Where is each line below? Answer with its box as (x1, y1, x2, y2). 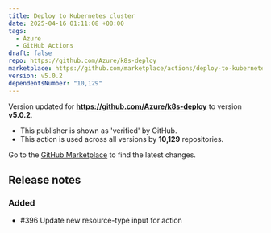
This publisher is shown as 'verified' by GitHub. (19, 126, 177, 135)
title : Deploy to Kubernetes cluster (8, 11, 135, 20)
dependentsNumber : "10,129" (8, 79, 103, 87)
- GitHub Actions (15, 42, 74, 50)
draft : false (8, 49, 52, 57)
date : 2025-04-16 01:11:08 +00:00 (8, 19, 125, 27)
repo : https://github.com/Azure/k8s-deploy (8, 57, 157, 65)
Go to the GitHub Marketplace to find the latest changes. (8, 150, 196, 160)
